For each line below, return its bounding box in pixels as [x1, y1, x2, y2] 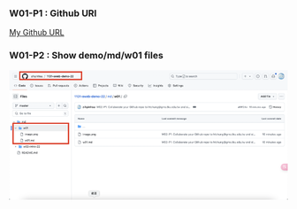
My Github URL [9, 27, 65, 38]
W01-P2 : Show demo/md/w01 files [9, 50, 164, 62]
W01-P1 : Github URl [9, 7, 97, 19]
